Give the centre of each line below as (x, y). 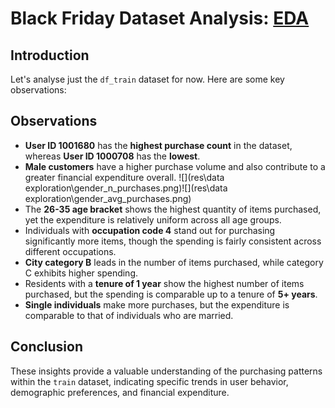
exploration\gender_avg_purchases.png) (108, 198)
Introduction (50, 55)
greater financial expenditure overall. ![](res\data (124, 177)
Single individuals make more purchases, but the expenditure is (157, 304)
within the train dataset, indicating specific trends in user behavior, (149, 381)
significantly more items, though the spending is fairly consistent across (173, 241)
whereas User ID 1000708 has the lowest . (112, 156)
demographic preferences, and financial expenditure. (120, 392)
